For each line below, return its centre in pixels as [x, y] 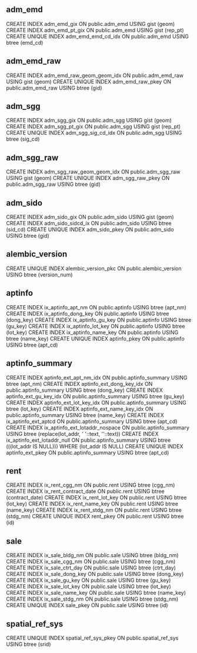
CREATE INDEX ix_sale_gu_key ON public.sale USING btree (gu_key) [89, 580]
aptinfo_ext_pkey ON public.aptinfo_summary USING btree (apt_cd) [88, 452]
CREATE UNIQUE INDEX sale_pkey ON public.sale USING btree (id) [87, 605]
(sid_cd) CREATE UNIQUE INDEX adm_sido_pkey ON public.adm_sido [90, 229]
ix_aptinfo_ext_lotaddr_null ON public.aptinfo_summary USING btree [89, 440]
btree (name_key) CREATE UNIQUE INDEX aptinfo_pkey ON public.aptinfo [95, 338]
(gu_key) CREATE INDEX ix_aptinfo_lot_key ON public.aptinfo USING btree [96, 326]
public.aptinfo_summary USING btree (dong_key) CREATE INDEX [85, 390]
